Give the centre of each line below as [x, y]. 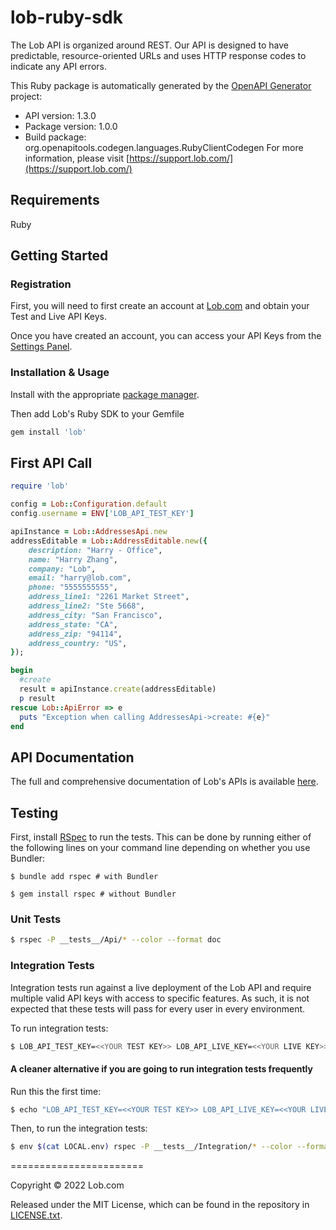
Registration [41, 284]
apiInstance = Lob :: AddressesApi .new [89, 532]
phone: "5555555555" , [73, 587]
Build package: [55, 137]
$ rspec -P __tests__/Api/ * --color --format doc [116, 940]
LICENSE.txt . [36, 1215]
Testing [34, 812]
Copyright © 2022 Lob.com [67, 1185]
